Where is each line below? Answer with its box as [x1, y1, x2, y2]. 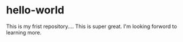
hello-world [6, 3, 65, 17]
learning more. [6, 29, 42, 36]
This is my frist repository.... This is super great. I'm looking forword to [6, 23, 177, 30]
